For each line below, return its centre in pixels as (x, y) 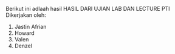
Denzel (23, 46)
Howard (24, 33)
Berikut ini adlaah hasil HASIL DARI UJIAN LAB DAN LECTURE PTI (88, 9)
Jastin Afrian (30, 27)
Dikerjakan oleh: (26, 15)
